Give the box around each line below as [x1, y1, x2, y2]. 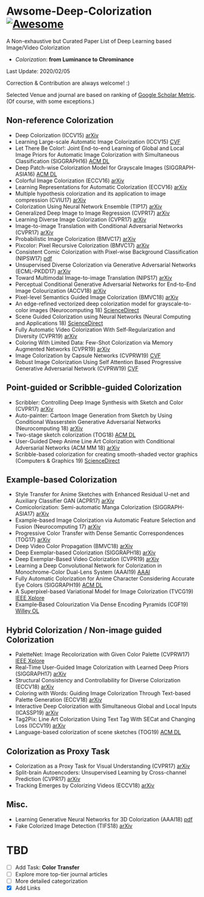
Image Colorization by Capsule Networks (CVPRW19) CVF [15, 352, 161, 359]
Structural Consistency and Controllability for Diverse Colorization [15, 677, 181, 684]
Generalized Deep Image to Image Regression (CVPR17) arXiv [15, 209, 170, 216]
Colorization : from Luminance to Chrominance [15, 55, 134, 63]
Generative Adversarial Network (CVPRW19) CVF [15, 365, 139, 372]
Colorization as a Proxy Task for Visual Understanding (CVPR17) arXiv [15, 762, 191, 770]
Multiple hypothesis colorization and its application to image [15, 190, 166, 197]
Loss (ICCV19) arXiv [15, 722, 66, 729]
